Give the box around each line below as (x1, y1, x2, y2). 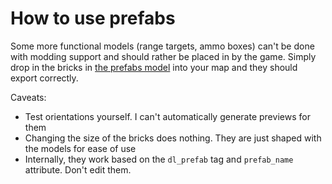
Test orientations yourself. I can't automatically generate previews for (24, 110, 311, 122)
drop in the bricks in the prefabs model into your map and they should (10, 61, 298, 73)
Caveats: (10, 91, 47, 103)
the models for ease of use (24, 142, 137, 154)
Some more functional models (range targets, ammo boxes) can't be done (10, 40, 315, 52)
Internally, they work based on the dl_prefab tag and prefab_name (24, 153, 294, 165)
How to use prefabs (10, 7, 176, 30)
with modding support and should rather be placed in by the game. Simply (10, 50, 317, 62)
